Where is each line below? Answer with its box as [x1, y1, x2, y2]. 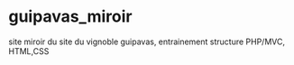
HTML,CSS [8, 45, 50, 56]
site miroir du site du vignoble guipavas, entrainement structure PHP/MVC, [8, 36, 286, 47]
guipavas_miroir [8, 6, 133, 27]
